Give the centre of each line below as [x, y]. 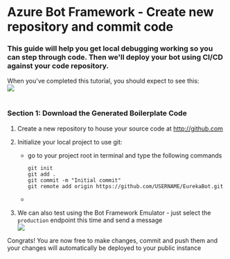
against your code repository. [58, 66]
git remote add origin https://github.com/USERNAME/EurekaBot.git [125, 186]
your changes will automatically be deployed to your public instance [104, 248]
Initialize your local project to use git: [70, 142]
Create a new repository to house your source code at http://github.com [120, 128]
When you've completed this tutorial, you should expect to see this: [103, 81]
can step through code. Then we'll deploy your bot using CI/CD [115, 58]
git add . [42, 174]
